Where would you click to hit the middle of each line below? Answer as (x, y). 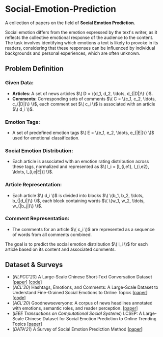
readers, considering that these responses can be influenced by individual (80, 48)
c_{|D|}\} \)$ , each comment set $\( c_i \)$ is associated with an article (84, 104)
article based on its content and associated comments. (61, 249)
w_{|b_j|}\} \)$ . (27, 206)
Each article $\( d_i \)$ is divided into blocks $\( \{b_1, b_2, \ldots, (78, 195)
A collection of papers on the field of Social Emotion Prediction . (70, 23)
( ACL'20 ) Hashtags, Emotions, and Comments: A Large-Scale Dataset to (85, 287)
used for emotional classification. (46, 138)
